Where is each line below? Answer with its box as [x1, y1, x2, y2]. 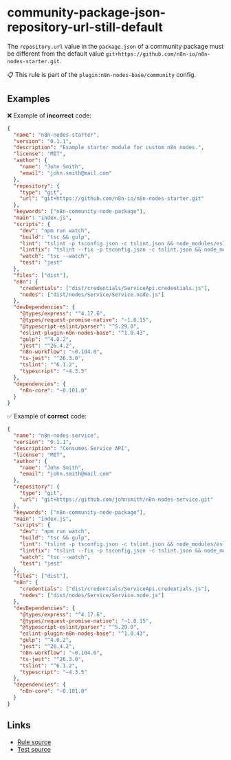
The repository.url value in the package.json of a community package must [7, 42, 224, 50]
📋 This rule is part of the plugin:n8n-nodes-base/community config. [7, 70, 197, 78]
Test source [16, 745, 52, 753]
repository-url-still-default [7, 19, 163, 35]
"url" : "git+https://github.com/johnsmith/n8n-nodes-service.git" [19, 496, 214, 503]
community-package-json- [7, 5, 166, 21]
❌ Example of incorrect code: [7, 111, 91, 120]
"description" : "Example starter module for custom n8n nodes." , [13, 144, 205, 151]
